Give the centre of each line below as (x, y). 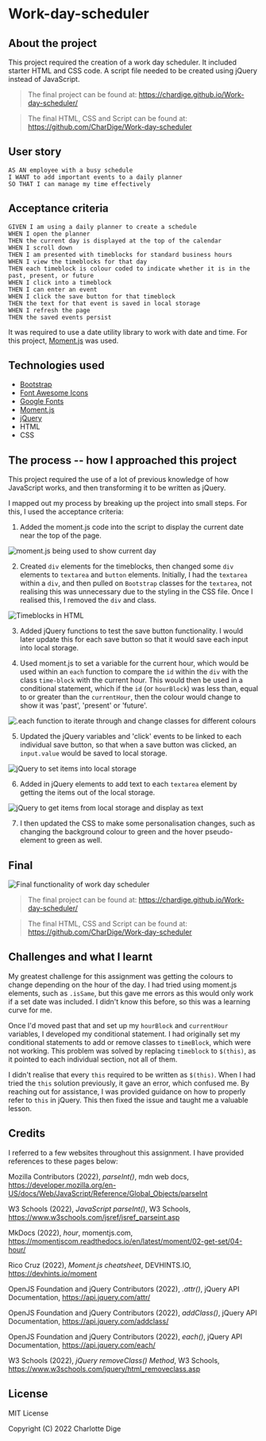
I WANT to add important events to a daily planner (95, 177)
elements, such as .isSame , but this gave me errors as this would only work (131, 993)
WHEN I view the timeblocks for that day (78, 262)
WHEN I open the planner (49, 234)
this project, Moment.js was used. (64, 340)
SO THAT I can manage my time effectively (79, 184)
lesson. (20, 1108)
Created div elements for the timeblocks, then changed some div (127, 566)
